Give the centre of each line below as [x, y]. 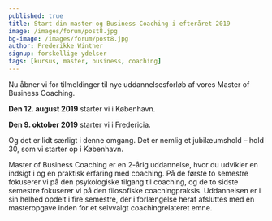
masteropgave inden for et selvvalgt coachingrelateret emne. [110, 207]
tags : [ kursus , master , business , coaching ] [85, 62]
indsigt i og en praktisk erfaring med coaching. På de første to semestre [129, 173]
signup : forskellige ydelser [58, 54]
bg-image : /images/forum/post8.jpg [69, 39]
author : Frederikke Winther [56, 46]
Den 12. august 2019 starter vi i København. [82, 108]
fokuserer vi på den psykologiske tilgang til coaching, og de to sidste [123, 182]
